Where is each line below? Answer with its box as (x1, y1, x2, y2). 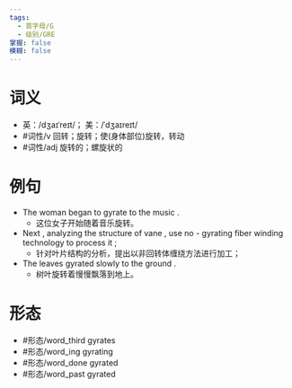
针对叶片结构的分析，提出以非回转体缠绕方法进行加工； (35, 248, 241, 259)
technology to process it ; (22, 237, 118, 248)
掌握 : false (9, 38, 51, 48)
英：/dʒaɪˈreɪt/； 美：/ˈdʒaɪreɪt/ (22, 119, 138, 130)
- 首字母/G (17, 22, 54, 31)
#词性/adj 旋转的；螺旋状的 (22, 142, 123, 153)
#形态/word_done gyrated (22, 357, 119, 368)
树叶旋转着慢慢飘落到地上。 (35, 269, 139, 279)
